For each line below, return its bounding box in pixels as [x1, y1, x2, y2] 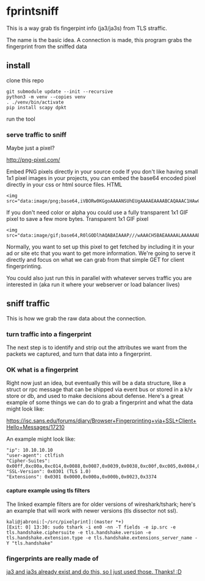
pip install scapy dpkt [6, 104, 67, 110]
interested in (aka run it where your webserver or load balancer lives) [6, 281, 180, 288]
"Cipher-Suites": [6, 458, 51, 464]
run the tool [6, 115, 35, 123]
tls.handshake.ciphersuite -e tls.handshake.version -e [6, 529, 151, 535]
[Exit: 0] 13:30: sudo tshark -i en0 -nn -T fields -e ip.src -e [6, 524, 176, 530]
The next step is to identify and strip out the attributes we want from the [6, 344, 187, 352]
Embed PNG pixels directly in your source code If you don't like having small [6, 168, 198, 175]
